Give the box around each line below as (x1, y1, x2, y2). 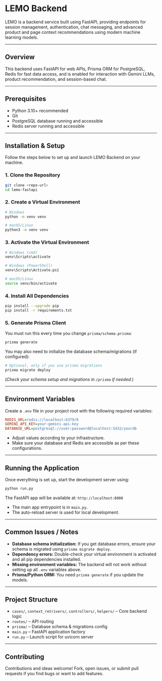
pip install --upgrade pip (5, 303, 59, 308)
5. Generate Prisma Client (5, 319, 67, 326)
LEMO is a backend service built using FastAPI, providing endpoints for (5, 19, 146, 25)
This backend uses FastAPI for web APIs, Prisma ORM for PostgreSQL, (5, 66, 146, 72)
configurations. (12, 445, 42, 451)
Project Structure (5, 596, 58, 604)
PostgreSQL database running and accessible (12, 118, 103, 124)
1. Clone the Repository (5, 172, 60, 178)
